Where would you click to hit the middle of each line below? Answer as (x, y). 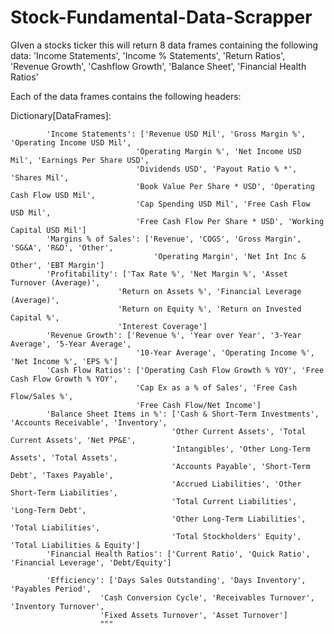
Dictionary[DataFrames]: (61, 115)
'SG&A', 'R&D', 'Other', (62, 247)
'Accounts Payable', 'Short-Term (241, 466)
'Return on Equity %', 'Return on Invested (209, 309)
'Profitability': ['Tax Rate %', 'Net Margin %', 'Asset (167, 274)
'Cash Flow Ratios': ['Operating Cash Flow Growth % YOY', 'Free (185, 370)
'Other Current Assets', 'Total (239, 431)
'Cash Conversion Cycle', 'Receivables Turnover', (207, 597)
